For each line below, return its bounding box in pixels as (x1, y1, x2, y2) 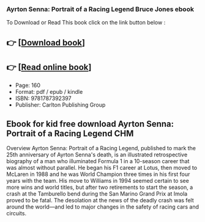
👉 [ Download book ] (6, 37, 86, 48)
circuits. (6, 210, 26, 217)
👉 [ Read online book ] (6, 62, 92, 72)
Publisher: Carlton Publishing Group (15, 101, 106, 109)
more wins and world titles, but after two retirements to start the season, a (6, 183, 193, 191)
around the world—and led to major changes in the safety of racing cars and (6, 203, 199, 210)
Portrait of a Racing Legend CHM (6, 128, 134, 139)
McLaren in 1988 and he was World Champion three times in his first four (6, 170, 190, 178)
